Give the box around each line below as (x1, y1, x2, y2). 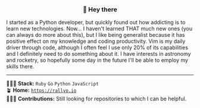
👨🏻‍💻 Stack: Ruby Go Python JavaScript (6, 80, 99, 87)
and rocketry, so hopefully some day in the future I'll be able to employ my (6, 56, 189, 64)
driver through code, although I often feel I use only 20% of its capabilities (6, 44, 189, 51)
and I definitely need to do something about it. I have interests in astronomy (6, 50, 192, 58)
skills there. (6, 63, 35, 70)
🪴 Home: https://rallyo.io (6, 87, 77, 94)
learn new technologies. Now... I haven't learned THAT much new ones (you (6, 25, 192, 32)
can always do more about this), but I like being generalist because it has (6, 31, 185, 39)
